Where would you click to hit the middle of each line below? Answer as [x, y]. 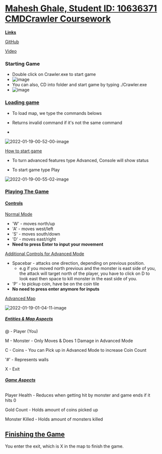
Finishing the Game [35, 434]
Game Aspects [20, 380]
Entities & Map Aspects [29, 319]
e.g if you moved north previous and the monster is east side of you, [88, 268]
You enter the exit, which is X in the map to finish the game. [64, 446]
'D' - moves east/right [34, 239]
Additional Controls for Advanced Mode [45, 254]
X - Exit [12, 369]
